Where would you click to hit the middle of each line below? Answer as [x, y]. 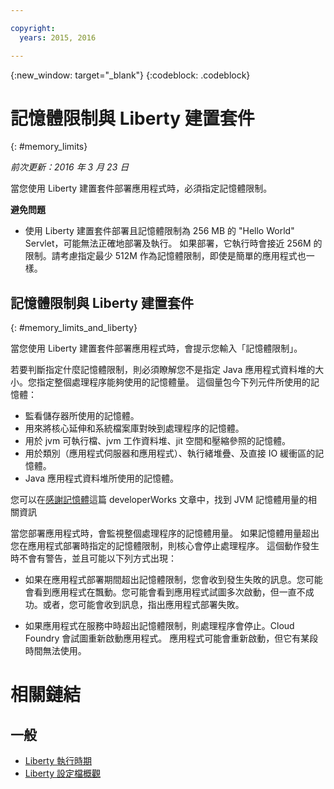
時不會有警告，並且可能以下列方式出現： [93, 558]
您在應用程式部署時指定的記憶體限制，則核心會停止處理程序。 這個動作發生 [165, 546]
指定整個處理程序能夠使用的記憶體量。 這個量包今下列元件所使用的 [173, 382]
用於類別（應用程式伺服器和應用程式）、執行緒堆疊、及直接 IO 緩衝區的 [170, 453]
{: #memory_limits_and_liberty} [74, 328]
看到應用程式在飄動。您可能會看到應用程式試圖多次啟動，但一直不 [169, 592]
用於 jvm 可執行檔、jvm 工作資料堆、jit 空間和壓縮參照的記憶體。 [157, 441]
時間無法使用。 [55, 651]
